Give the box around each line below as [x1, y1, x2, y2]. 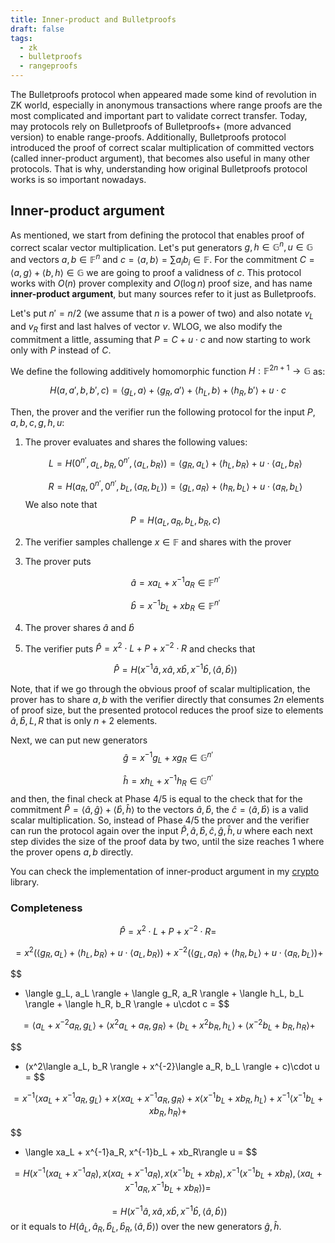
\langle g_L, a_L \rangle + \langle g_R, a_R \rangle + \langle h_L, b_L [24, 987, 305, 1000]
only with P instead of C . [10, 344, 112, 356]
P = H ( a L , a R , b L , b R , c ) [129, 514, 222, 528]
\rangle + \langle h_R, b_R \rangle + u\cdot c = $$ [24, 998, 230, 1010]
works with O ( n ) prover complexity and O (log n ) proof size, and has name [10, 277, 313, 289]
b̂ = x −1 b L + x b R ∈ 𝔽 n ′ [130, 598, 221, 614]
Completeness [10, 901, 83, 915]
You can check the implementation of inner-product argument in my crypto [10, 865, 320, 877]
